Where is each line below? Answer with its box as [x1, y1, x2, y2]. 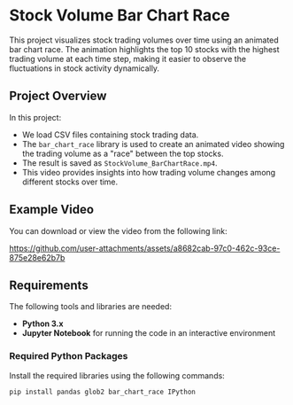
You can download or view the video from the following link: [9, 225, 227, 236]
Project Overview [9, 89, 107, 104]
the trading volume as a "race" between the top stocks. [21, 148, 224, 159]
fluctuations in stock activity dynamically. [9, 63, 160, 74]
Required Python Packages [9, 350, 128, 362]
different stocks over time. [21, 176, 119, 187]
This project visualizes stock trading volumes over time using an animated [9, 35, 279, 45]
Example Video [9, 202, 95, 217]
